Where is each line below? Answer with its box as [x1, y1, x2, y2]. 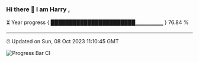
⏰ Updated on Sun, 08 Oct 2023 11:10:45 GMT [6, 38, 120, 45]
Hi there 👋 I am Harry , [6, 5, 70, 13]
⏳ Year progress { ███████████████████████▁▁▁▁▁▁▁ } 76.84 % [6, 19, 189, 26]
